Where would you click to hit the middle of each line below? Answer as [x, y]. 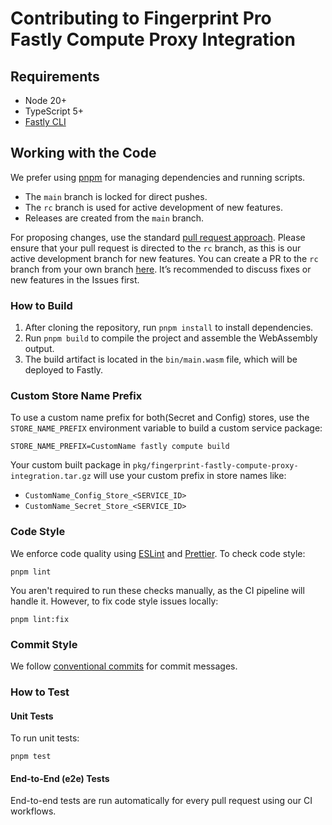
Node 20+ [46, 100]
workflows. [33, 811]
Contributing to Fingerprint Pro [141, 18]
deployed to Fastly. [64, 370]
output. [39, 349]
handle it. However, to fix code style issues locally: [114, 601]
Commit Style [44, 644]
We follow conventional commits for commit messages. [124, 666]
